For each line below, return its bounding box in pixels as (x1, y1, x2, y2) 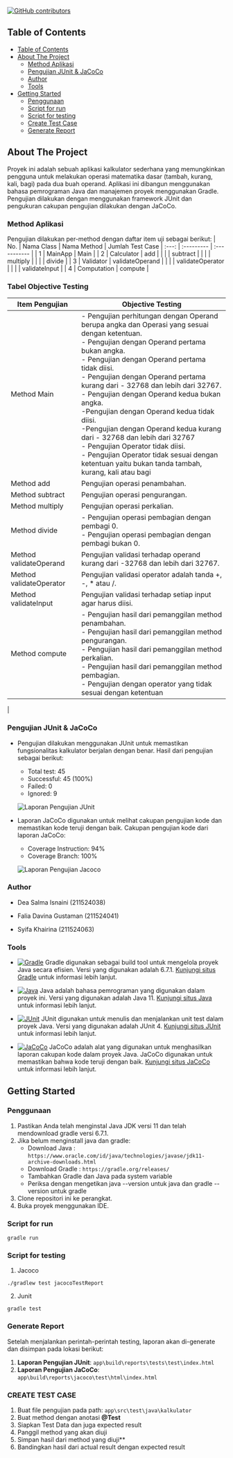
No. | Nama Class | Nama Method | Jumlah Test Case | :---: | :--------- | (7, 242, 213, 250)
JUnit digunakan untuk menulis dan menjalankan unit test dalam (41, 1014, 224, 1023)
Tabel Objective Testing (7, 281, 89, 291)
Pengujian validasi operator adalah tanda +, (80, 570, 223, 580)
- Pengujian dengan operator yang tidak (80, 679, 213, 689)
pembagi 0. (80, 521, 119, 531)
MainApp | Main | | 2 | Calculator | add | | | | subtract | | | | (46, 249, 211, 258)
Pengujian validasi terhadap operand (80, 550, 201, 560)
